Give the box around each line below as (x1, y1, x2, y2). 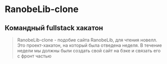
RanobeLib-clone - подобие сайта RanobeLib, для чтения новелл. (17, 37, 157, 43)
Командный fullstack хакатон (5, 24, 103, 32)
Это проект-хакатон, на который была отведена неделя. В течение (17, 42, 162, 48)
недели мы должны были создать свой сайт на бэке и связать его (17, 48, 161, 53)
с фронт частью (17, 53, 52, 59)
